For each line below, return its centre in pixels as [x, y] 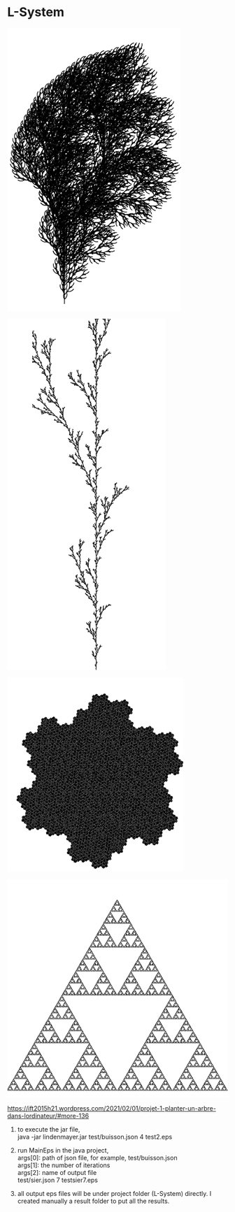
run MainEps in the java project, [63, 1150]
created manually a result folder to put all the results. [93, 1201]
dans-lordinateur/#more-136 [48, 1116]
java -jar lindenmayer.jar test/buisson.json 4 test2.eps [95, 1137]
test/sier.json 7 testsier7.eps [58, 1180]
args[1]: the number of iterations [64, 1165]
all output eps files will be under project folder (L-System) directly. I [114, 1193]
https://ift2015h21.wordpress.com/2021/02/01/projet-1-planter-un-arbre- [112, 1108]
